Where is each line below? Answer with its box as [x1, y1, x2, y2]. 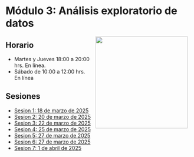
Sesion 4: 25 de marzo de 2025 [14, 125, 91, 133]
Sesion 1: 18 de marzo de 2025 [14, 107, 89, 114]
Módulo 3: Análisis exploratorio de [5, 4, 177, 18]
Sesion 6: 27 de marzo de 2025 [14, 138, 91, 145]
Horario [5, 40, 34, 50]
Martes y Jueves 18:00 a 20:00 [14, 56, 90, 62]
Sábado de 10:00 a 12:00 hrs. [14, 68, 86, 75]
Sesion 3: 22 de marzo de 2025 [14, 119, 91, 126]
